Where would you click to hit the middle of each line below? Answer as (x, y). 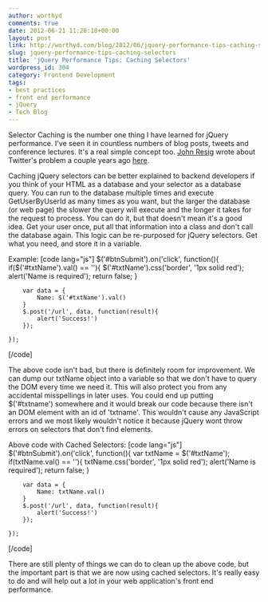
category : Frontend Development (62, 75)
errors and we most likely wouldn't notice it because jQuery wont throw (126, 421)
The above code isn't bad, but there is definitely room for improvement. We (132, 370)
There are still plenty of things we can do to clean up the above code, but (129, 564)
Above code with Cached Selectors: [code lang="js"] (95, 445)
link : (17, 46)
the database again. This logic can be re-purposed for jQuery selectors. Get (133, 235)
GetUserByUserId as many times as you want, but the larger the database (129, 201)
